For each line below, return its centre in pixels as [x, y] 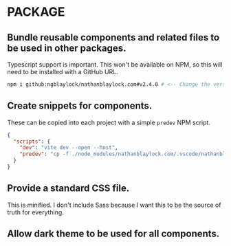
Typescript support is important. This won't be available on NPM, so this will [115, 65]
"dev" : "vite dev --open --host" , [69, 148]
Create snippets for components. [80, 106]
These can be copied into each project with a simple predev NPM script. [109, 122]
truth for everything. [35, 212]
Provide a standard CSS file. [68, 189]
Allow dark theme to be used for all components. [113, 234]
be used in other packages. [67, 48]
